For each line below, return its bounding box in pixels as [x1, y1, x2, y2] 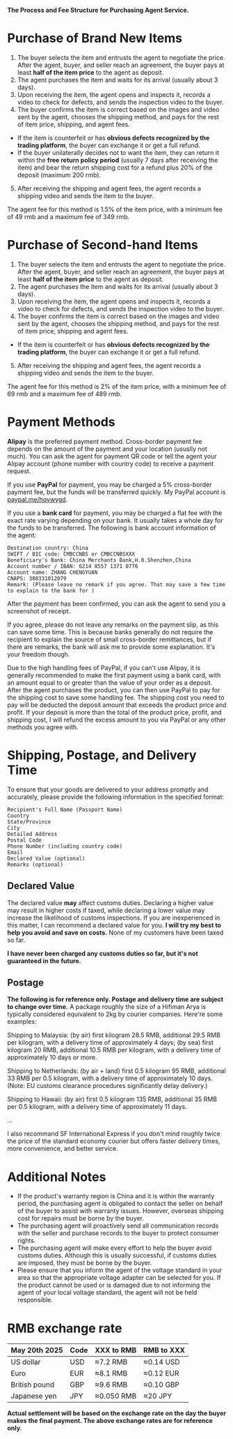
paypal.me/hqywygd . [7, 495, 68, 503]
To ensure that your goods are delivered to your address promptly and [7, 785, 209, 793]
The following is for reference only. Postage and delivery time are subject [7, 995, 224, 1004]
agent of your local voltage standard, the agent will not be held [17, 1288, 198, 1297]
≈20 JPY [143, 1392, 172, 1401]
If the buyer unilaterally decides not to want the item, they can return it [17, 148, 219, 156]
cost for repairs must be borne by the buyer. [17, 1214, 145, 1223]
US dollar [10, 1357, 41, 1367]
